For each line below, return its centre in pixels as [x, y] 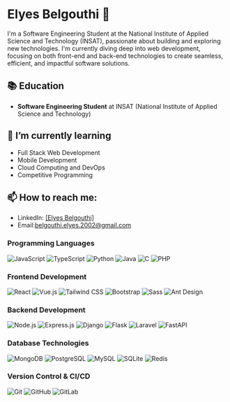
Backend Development [46, 310]
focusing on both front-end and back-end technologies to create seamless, [115, 56]
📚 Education [36, 86]
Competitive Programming [55, 174]
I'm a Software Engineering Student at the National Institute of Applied [108, 33]
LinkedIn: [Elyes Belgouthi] [55, 218]
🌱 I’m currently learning [59, 136]
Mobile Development [47, 160]
